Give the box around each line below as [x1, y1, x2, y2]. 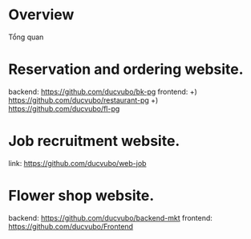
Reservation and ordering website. [8, 60, 244, 79]
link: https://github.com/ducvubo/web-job [8, 158, 147, 168]
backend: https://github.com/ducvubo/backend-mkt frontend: [8, 213, 213, 222]
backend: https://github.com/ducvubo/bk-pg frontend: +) [8, 87, 198, 96]
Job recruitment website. [8, 132, 180, 150]
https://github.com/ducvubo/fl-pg [8, 103, 120, 113]
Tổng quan [8, 32, 44, 42]
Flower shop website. [8, 187, 155, 205]
